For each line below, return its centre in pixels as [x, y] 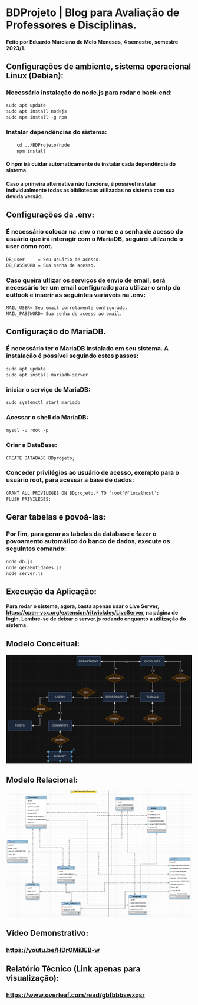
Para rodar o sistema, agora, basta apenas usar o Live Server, [82, 606]
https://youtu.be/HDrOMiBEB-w [53, 950]
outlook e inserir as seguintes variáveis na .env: [76, 295]
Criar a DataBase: [32, 445]
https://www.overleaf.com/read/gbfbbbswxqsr [76, 995]
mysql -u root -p [27, 431]
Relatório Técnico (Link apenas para [73, 969]
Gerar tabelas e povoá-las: [56, 517]
